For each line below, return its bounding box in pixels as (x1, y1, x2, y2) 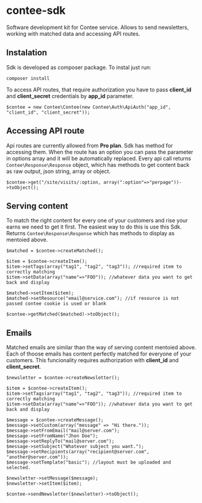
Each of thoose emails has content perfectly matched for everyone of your (6, 350, 192, 357)
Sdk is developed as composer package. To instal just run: (6, 63, 152, 71)
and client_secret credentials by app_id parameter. (6, 92, 134, 100)
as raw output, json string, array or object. (6, 167, 111, 175)
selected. (6, 465, 31, 471)
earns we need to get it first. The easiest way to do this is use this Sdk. (6, 223, 182, 230)
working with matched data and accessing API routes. (6, 30, 140, 37)
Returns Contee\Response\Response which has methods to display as (6, 230, 175, 237)
